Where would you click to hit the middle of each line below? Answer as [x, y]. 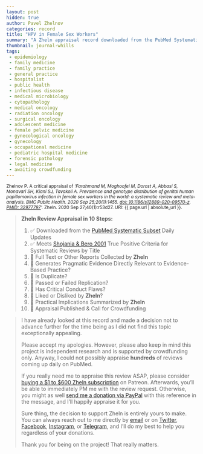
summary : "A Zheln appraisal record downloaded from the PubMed [89, 40]
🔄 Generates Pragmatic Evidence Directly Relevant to [96, 264]
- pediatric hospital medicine [48, 153]
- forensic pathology [36, 158]
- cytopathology [29, 102]
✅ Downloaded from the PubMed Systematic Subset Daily [102, 230]
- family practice [32, 68]
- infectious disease [36, 91]
